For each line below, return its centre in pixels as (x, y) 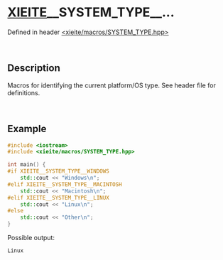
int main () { (27, 165)
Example (27, 129)
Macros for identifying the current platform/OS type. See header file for (112, 85)
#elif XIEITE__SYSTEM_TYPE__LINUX (59, 197)
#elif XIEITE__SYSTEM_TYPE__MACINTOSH (65, 184)
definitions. (24, 92)
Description (34, 68)
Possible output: (31, 238)
